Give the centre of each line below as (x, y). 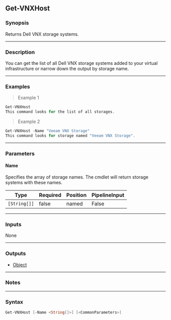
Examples (18, 86)
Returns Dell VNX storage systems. (42, 34)
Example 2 (29, 121)
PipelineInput (108, 195)
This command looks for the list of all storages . (60, 112)
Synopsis (17, 23)
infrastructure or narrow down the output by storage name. (67, 68)
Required (50, 195)
